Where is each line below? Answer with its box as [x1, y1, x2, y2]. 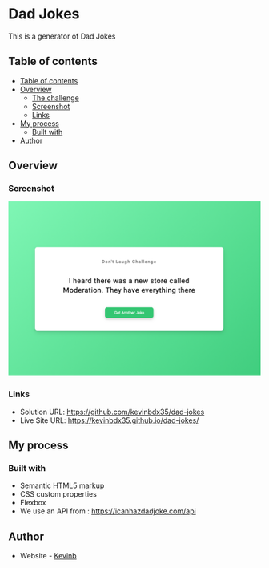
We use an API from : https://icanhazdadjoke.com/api [19, 506, 196, 516]
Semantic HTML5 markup [19, 481, 105, 490]
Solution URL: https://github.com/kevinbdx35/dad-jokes [19, 407, 205, 416]
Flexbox [19, 498, 46, 508]
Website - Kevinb [19, 551, 78, 561]
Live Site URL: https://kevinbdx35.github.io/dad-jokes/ [19, 415, 199, 425]
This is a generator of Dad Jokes [8, 31, 116, 41]
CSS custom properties [19, 489, 98, 499]
